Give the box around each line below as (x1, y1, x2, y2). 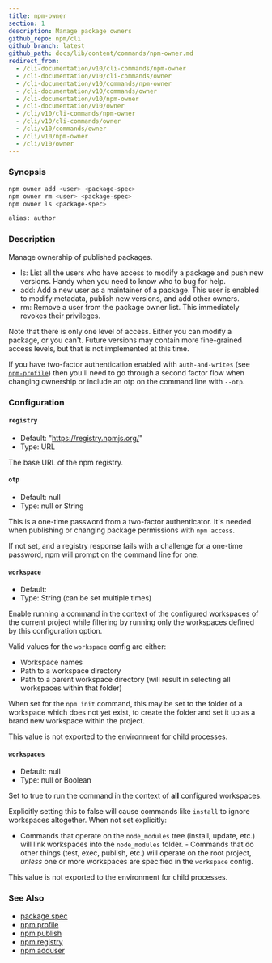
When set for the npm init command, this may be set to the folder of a (8, 699, 243, 709)
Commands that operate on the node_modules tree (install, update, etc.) (19, 831, 256, 841)
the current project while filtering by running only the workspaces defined (8, 617, 255, 627)
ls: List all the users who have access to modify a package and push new (19, 268, 264, 278)
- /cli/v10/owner (15, 139, 74, 148)
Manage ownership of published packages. (8, 252, 153, 261)
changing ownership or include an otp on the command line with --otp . (8, 376, 245, 386)
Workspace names (19, 657, 83, 668)
